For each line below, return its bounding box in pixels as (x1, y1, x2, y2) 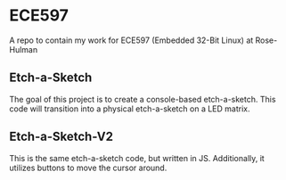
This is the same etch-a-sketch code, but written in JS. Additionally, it (9, 152, 265, 163)
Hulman (9, 44, 38, 54)
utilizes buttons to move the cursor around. (9, 162, 168, 173)
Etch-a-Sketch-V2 (9, 129, 114, 144)
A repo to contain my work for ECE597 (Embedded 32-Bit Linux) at (9, 35, 254, 45)
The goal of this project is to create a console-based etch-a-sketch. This (9, 94, 276, 104)
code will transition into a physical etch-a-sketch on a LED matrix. (9, 103, 250, 114)
